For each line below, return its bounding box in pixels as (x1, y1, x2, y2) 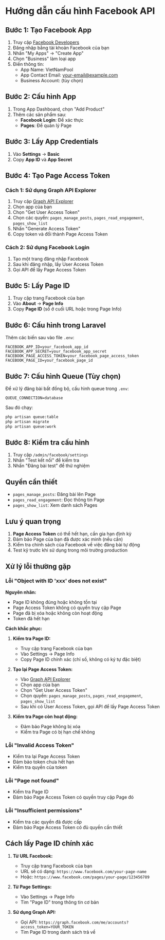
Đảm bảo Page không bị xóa (20, 723, 81, 729)
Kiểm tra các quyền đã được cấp (12, 819, 82, 825)
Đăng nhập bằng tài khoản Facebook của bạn (12, 45, 109, 51)
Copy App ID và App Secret (12, 156, 72, 162)
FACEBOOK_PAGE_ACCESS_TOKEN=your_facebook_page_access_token (5, 354, 139, 359)
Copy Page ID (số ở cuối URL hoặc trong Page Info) (12, 306, 122, 312)
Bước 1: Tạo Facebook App (5, 26, 91, 34)
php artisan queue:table (5, 414, 59, 420)
